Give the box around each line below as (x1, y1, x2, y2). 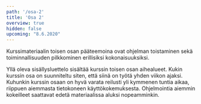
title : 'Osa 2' (6, 14, 45, 20)
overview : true (6, 20, 45, 26)
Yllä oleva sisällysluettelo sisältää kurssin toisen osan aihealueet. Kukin (6, 66, 183, 73)
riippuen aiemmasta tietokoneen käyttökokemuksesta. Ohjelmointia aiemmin (6, 85, 196, 92)
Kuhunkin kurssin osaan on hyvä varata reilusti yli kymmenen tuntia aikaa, (6, 79, 190, 86)
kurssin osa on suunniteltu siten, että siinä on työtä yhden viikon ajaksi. (6, 72, 183, 79)
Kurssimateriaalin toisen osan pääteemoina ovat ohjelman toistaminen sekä (6, 47, 193, 55)
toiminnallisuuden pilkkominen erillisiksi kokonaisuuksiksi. (6, 54, 150, 61)
